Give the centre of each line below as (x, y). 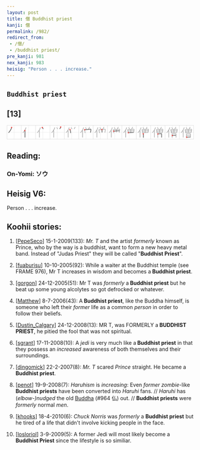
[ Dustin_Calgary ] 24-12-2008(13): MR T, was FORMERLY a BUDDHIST (101, 325)
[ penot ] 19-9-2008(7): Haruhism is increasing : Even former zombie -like (103, 385)
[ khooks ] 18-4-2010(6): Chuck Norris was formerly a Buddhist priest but (104, 417)
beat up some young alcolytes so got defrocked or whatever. (90, 289)
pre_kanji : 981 (26, 56)
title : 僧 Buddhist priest (40, 19)
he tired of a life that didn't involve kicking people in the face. (90, 423)
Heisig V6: (26, 193)
